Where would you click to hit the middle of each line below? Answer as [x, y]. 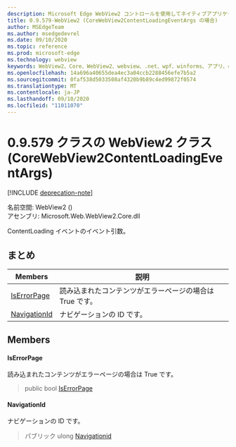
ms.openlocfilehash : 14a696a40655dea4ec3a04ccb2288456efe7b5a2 [102, 73]
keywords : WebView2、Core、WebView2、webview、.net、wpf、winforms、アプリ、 [118, 66]
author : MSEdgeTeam [36, 27]
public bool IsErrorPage [59, 388]
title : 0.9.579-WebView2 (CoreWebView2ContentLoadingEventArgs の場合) [113, 20]
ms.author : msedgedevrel [44, 33]
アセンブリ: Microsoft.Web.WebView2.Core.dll [74, 216]
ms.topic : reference [38, 47]
